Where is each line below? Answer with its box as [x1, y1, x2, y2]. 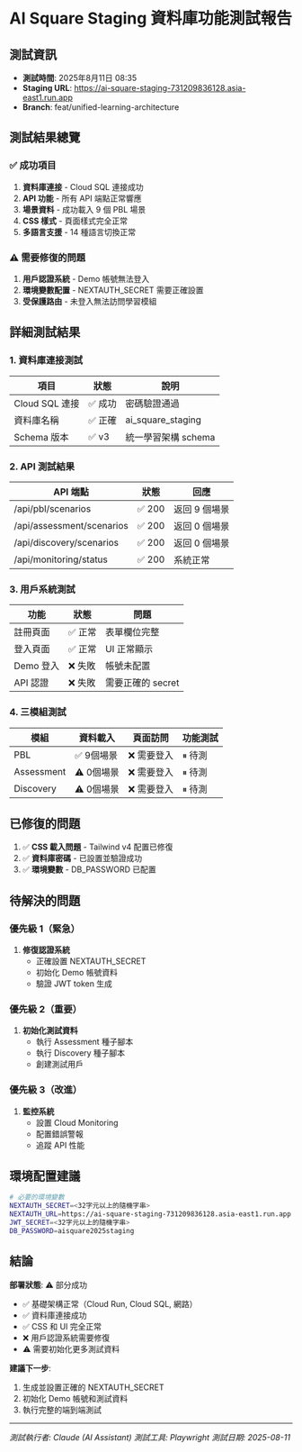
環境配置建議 [9, 1168, 81, 1184]
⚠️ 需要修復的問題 [9, 251, 86, 264]
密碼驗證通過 [125, 397, 180, 410]
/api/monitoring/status [13, 553, 108, 566]
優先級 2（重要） [9, 1003, 83, 1015]
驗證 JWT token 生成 [35, 978, 112, 989]
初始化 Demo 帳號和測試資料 [22, 1393, 129, 1403]
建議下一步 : [9, 1362, 52, 1374]
